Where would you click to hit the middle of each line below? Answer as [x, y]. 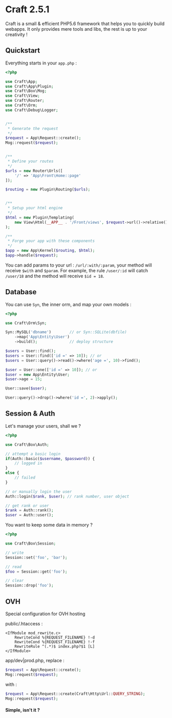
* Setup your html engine [35, 208]
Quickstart [23, 50]
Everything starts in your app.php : [41, 63]
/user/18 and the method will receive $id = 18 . [55, 276]
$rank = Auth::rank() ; [29, 510]
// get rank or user [27, 506]
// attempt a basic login [33, 454]
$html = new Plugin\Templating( [40, 217]
